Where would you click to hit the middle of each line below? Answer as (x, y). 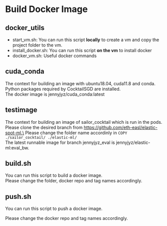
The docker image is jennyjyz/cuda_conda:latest (55, 94)
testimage (21, 110)
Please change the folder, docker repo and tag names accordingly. (74, 181)
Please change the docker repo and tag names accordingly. (67, 218)
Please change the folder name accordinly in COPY (76, 133)
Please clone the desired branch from (44, 127)
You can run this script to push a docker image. (54, 208)
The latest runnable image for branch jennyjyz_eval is (60, 142)
